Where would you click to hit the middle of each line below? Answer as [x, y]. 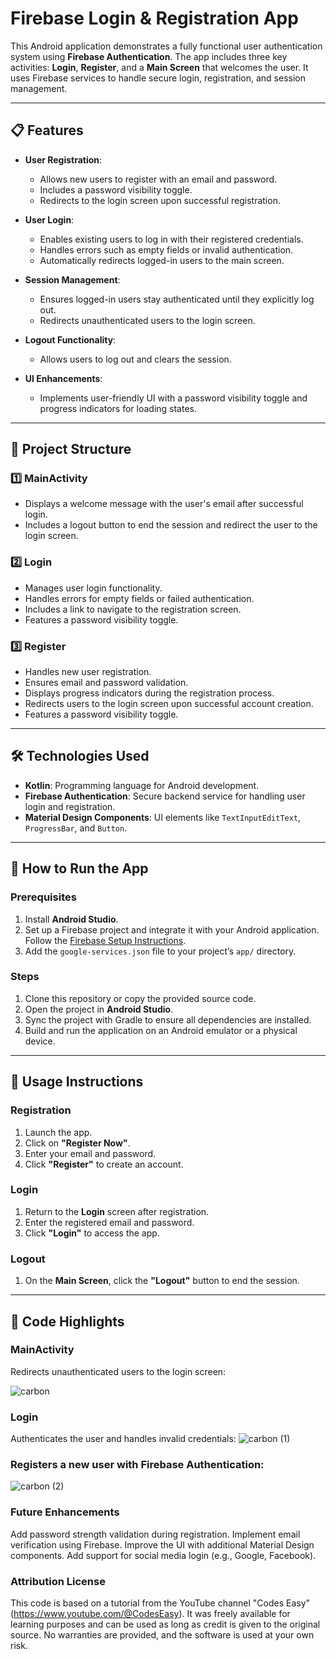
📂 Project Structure [71, 449]
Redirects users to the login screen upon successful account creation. [169, 704]
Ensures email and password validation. [106, 683]
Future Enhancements [65, 1512]
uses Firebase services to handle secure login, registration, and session [158, 78]
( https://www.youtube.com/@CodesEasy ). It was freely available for [150, 1613]
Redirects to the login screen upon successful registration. [160, 200]
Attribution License [58, 1581]
